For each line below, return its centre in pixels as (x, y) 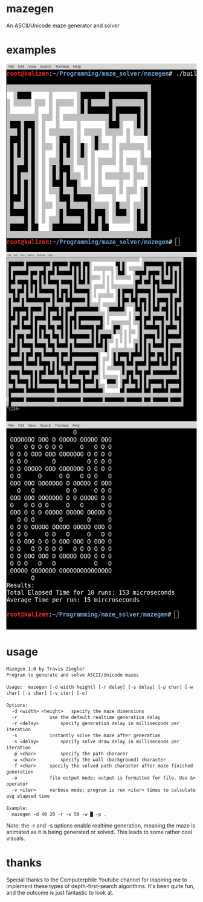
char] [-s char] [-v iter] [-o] (47, 693)
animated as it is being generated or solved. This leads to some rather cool (99, 832)
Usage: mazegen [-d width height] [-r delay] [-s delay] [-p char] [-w (100, 687)
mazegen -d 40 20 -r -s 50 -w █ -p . (59, 814)
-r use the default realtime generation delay (86, 717)
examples (31, 50)
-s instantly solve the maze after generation (86, 735)
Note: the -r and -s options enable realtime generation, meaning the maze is (101, 825)
